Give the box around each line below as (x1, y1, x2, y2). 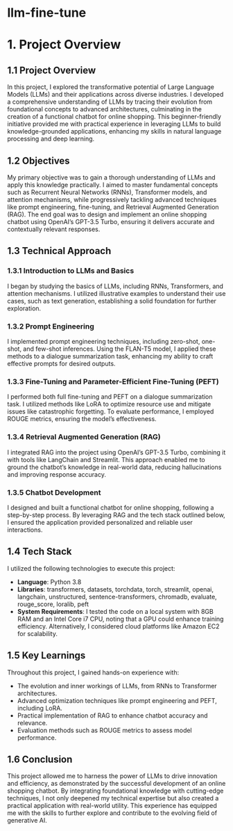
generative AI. (7, 816, 47, 825)
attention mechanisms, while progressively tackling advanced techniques (7, 196, 217, 203)
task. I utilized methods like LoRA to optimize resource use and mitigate (7, 400, 212, 409)
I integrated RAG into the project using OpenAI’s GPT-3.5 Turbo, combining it (7, 448, 226, 457)
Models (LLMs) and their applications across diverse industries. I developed (7, 90, 224, 99)
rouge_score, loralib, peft (17, 600, 89, 608)
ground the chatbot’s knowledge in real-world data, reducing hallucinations (7, 463, 222, 471)
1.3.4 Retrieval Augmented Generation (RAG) (7, 432, 161, 442)
